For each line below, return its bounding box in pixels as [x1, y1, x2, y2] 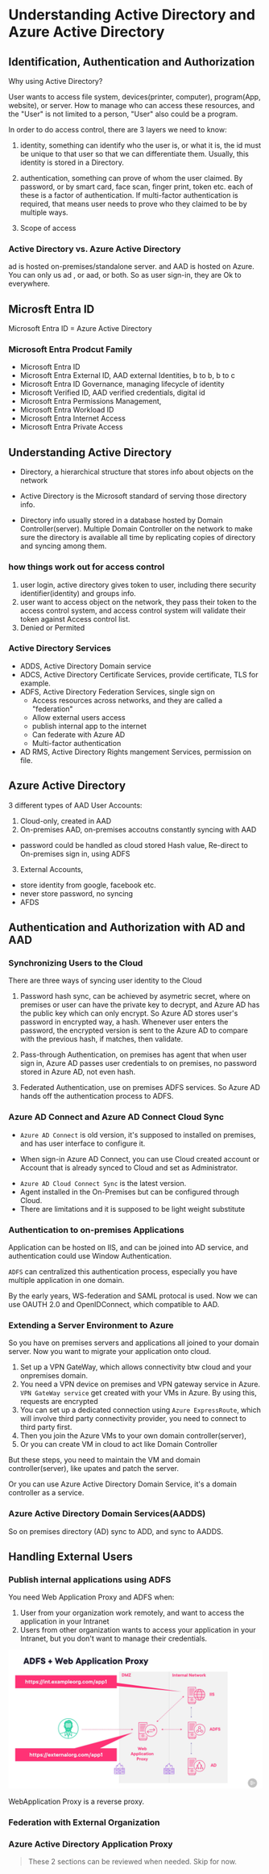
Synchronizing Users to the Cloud [8, 957, 143, 968]
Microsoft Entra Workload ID [19, 405, 114, 415]
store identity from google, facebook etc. [19, 880, 157, 890]
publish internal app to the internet [31, 721, 147, 731]
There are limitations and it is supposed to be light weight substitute [19, 1204, 246, 1214]
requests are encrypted [19, 1397, 98, 1407]
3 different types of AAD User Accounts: [8, 800, 143, 810]
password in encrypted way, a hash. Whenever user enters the [19, 1017, 229, 1027]
